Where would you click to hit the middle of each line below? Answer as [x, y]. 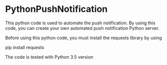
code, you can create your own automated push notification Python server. [82, 28]
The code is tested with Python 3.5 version [49, 57]
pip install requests [25, 47]
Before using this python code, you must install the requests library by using [84, 38]
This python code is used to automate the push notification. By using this [80, 23]
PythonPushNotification [56, 9]
